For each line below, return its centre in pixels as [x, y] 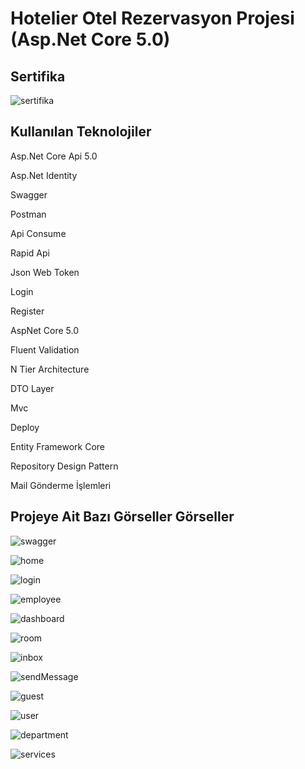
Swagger [29, 194]
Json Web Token [45, 272]
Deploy [25, 427]
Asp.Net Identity [44, 175]
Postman [28, 214]
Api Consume [38, 233]
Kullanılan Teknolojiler [81, 132]
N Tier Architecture [50, 369]
